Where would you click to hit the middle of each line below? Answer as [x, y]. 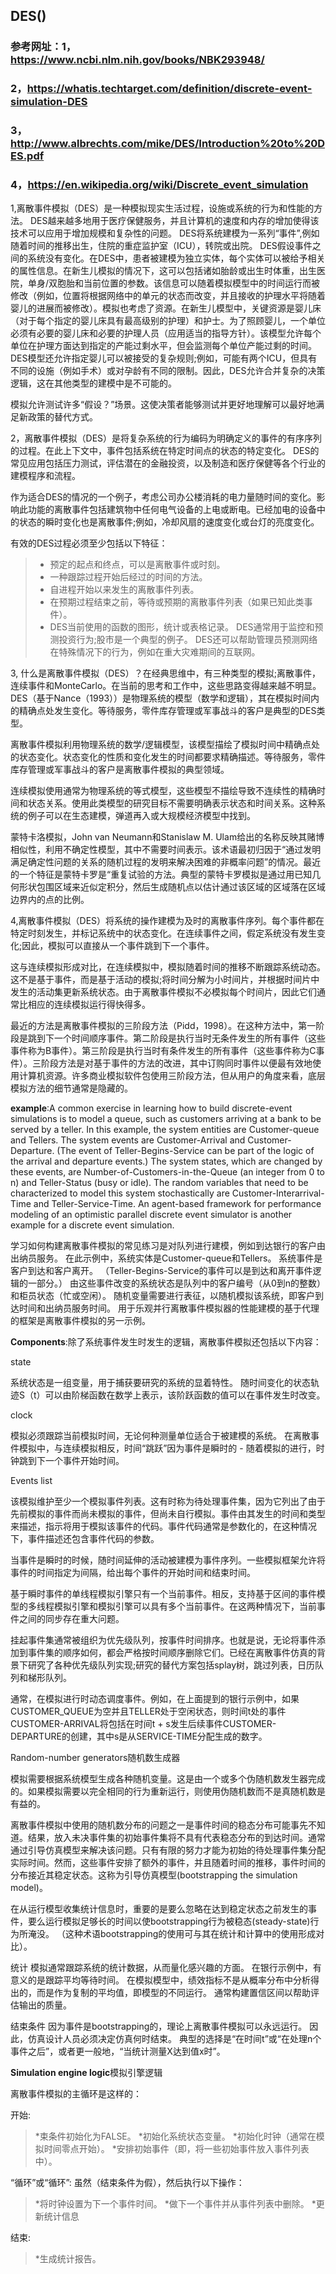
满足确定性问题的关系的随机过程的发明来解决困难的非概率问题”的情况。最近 [166, 862]
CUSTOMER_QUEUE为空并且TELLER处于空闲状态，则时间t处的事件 [148, 1711]
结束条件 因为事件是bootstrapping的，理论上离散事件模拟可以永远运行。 [159, 2026]
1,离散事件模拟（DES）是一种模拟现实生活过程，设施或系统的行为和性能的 [162, 208]
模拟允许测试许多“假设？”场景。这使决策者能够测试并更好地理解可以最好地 [163, 405]
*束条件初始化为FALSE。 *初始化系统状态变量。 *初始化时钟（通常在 [175, 2136]
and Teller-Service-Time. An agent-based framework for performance [177, 1204]
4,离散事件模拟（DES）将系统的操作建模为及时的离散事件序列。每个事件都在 [167, 921]
